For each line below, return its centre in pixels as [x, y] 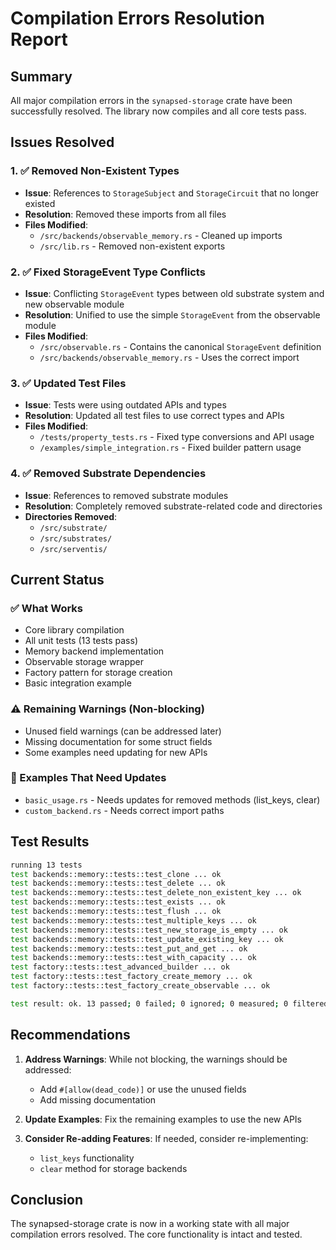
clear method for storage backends [113, 1168]
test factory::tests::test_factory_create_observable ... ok [140, 986]
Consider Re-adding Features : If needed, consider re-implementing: [166, 1138]
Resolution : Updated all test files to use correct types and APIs [154, 416]
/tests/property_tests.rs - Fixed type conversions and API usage [177, 437]
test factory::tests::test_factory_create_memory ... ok [131, 977]
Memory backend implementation [94, 651]
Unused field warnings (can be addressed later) [123, 731]
